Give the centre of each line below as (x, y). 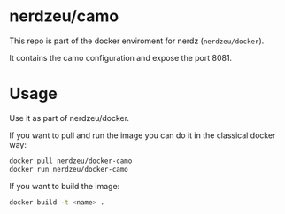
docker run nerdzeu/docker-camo (69, 169)
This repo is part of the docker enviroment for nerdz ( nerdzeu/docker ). (137, 41)
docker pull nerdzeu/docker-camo (71, 161)
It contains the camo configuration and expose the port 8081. (121, 57)
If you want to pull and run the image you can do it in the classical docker (142, 135)
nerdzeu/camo (64, 16)
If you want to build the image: (65, 186)
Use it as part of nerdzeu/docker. (69, 118)
